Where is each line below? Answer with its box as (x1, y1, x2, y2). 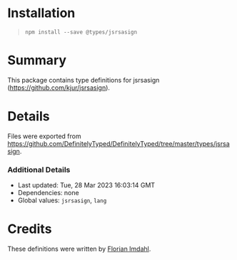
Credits (7, 221, 52, 237)
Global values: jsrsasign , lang (17, 196, 107, 204)
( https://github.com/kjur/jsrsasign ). (7, 83, 111, 92)
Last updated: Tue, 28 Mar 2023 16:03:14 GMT (17, 181, 156, 189)
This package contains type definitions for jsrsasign (7, 76, 160, 84)
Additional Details (7, 165, 71, 175)
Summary (7, 52, 66, 68)
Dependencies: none (17, 189, 80, 197)
